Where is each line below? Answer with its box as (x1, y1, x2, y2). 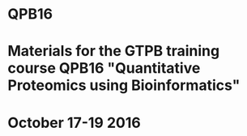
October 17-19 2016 (7, 113, 141, 132)
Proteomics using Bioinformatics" (7, 76, 241, 95)
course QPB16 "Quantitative (7, 59, 201, 78)
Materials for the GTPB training (7, 42, 220, 61)
